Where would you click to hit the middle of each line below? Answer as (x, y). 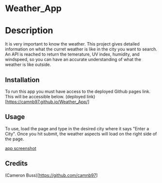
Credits (16, 163)
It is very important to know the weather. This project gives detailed (72, 44)
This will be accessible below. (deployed (45, 96)
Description (29, 31)
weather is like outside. (28, 65)
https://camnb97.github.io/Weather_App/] (48, 102)
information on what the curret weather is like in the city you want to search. (81, 49)
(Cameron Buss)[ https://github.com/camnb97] (51, 175)
